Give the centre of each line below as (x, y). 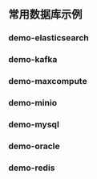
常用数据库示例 (45, 15)
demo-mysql (34, 125)
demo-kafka (33, 60)
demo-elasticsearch (49, 38)
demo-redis (32, 168)
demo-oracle (34, 146)
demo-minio (33, 103)
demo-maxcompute (48, 81)
